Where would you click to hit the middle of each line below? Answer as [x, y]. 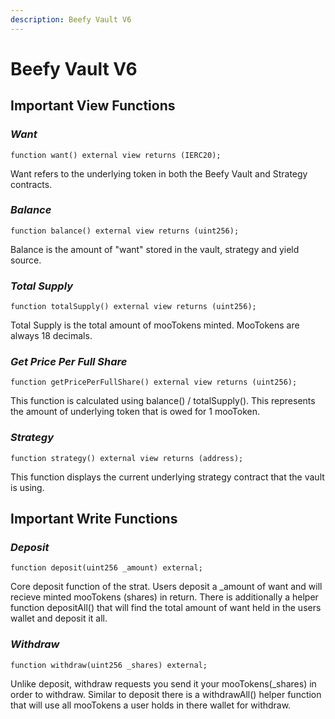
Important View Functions [93, 106]
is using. [27, 487]
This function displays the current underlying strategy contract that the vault [167, 477]
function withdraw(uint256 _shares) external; [109, 665]
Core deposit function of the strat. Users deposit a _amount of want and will [166, 587]
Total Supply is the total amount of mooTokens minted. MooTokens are [155, 325]
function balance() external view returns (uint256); [125, 231]
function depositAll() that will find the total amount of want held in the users [166, 608]
